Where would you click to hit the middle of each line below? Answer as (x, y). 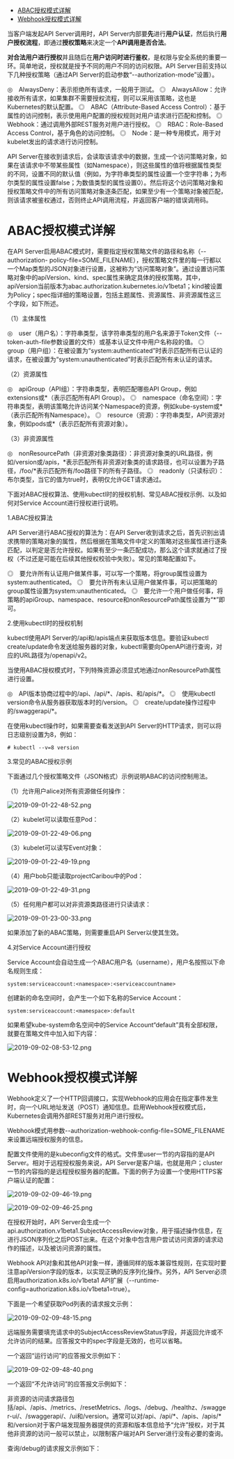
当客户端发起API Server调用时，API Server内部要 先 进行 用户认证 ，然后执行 (114, 34)
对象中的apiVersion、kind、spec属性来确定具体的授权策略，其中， (108, 277)
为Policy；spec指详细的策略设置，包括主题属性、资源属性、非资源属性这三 (114, 295)
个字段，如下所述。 (35, 303)
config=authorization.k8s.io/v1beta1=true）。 (71, 1289)
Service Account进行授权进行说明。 (71, 503)
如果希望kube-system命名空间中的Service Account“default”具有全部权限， (114, 1024)
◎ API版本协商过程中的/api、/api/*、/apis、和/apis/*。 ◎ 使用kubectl (111, 693)
